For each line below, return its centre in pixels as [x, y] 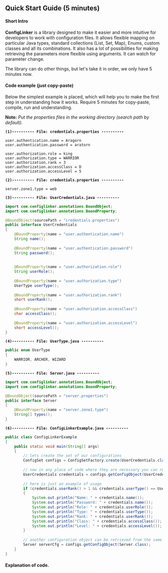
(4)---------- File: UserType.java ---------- [54, 341]
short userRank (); [33, 300]
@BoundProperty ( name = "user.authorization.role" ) [68, 267]
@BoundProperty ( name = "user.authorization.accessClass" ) [76, 309]
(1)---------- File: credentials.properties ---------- [64, 132]
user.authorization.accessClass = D [43, 167]
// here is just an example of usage [62, 484]
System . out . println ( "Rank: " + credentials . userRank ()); [92, 516]
